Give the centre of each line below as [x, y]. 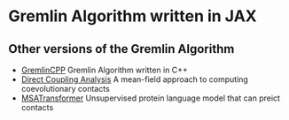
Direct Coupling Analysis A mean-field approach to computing [135, 79]
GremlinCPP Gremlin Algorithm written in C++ [104, 70]
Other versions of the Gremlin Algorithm [121, 49]
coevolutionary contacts [65, 89]
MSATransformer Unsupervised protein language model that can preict [151, 98]
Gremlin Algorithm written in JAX [133, 16]
